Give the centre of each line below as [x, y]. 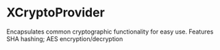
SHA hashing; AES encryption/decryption [65, 38]
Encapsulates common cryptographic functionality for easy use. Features [110, 32]
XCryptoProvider [56, 13]
